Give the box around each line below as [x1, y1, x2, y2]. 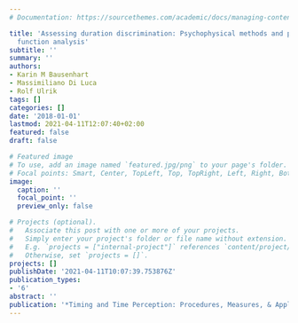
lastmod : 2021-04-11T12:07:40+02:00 [9, 120, 145, 129]
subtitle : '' [9, 45, 58, 54]
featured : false [9, 128, 69, 138]
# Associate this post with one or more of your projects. [9, 226, 240, 235]
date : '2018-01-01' [9, 112, 82, 121]
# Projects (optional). [9, 218, 98, 227]
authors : [9, 62, 42, 71]
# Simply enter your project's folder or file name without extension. [9, 234, 288, 243]
